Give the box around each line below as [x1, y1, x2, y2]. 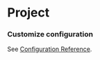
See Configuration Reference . [7, 45, 92, 53]
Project [7, 5, 50, 21]
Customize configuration [7, 30, 94, 39]
